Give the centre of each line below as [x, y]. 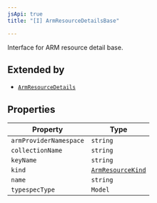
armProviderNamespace [47, 141]
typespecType [33, 190]
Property [47, 129]
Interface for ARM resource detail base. [65, 47]
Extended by [36, 70]
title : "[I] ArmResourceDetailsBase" [64, 21]
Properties [31, 109]
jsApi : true [25, 14]
